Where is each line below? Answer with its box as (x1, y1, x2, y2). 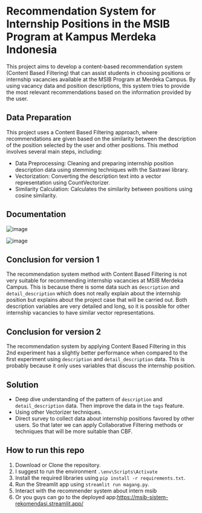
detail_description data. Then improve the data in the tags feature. (15, 402, 184, 409)
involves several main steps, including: (6, 148, 103, 155)
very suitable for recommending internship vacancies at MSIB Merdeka (6, 277, 183, 284)
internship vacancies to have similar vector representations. (6, 309, 155, 316)
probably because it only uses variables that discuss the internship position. (6, 362, 196, 370)
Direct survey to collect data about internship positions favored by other (15, 415, 195, 422)
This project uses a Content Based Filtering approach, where (6, 128, 158, 136)
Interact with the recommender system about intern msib (15, 487, 157, 494)
